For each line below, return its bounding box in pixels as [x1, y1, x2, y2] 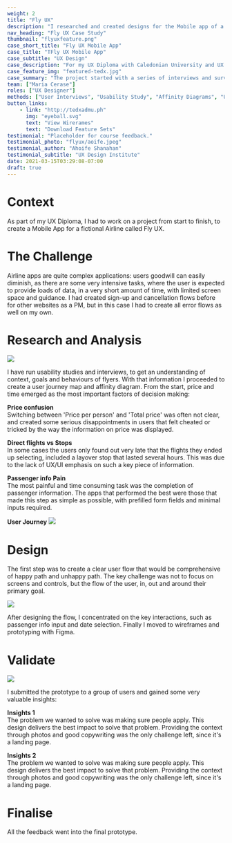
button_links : [7, 100, 48, 107]
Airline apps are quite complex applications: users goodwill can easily [7, 271, 206, 280]
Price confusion [7, 404, 54, 412]
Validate [7, 652, 56, 667]
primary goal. [7, 587, 46, 595]
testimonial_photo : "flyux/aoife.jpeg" [7, 139, 122, 146]
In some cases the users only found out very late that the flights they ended [7, 446, 222, 455]
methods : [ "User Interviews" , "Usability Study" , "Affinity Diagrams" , [7, 94, 217, 101]
